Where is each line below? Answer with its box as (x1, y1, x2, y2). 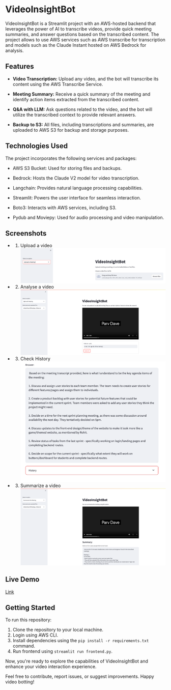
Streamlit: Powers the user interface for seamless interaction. (12, 194, 141, 200)
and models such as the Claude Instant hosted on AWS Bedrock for (5, 42, 147, 48)
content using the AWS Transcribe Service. (12, 81, 103, 87)
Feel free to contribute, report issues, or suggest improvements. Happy (5, 673, 154, 680)
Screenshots (5, 229, 47, 238)
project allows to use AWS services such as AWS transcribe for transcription (5, 37, 165, 43)
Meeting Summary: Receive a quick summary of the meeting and (12, 91, 151, 97)
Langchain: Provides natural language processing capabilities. (12, 185, 144, 191)
